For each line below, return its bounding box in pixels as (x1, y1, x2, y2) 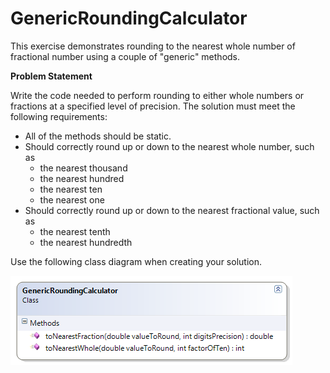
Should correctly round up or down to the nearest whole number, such (24, 140, 315, 152)
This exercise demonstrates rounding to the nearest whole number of (10, 40, 296, 52)
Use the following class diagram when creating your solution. (10, 255, 262, 267)
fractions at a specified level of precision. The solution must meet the (10, 100, 296, 112)
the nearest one (39, 193, 105, 206)
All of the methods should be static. (24, 130, 172, 142)
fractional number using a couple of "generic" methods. (10, 50, 241, 62)
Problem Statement (10, 70, 93, 82)
